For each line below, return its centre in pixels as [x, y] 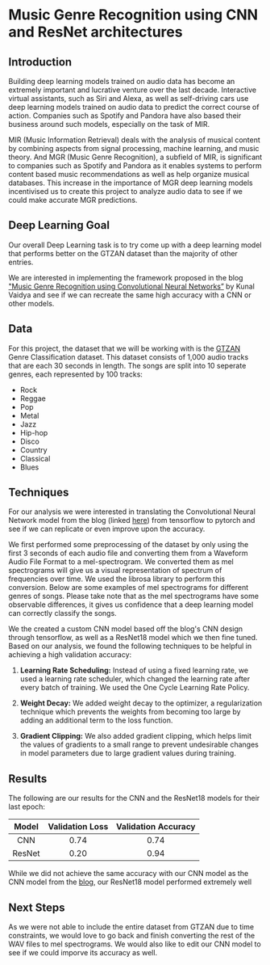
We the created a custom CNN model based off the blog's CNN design [126, 629]
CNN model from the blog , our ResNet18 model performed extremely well [130, 882]
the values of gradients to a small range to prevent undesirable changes [139, 744]
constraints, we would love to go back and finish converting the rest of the [132, 936]
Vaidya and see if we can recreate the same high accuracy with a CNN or [130, 295]
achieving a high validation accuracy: [70, 655]
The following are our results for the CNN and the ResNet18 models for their [134, 799]
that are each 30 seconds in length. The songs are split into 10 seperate [127, 365]
